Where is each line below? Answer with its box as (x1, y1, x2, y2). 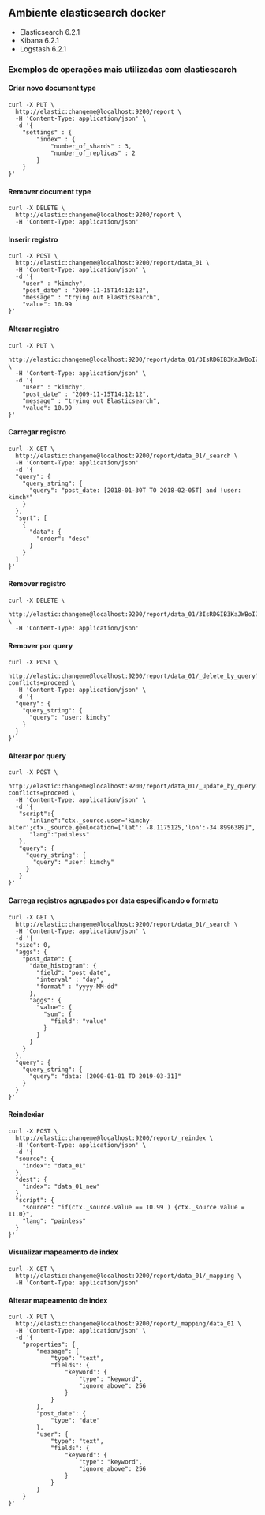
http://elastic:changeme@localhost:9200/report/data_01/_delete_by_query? (8, 672, 259, 680)
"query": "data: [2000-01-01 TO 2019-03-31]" (28, 1072, 181, 1081)
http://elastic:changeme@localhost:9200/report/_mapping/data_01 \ (15, 1320, 242, 1328)
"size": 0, (15, 941, 51, 949)
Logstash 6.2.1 (19, 43, 67, 54)
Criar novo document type (8, 83, 96, 93)
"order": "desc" (36, 535, 90, 543)
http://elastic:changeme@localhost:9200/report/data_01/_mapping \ (15, 1272, 242, 1280)
